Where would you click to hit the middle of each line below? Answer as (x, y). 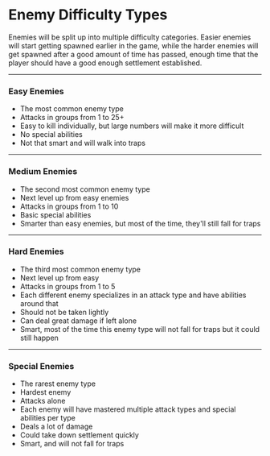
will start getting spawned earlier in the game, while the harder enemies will (133, 45)
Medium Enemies (43, 172)
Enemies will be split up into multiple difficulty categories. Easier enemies (130, 37)
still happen (39, 338)
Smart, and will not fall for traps (72, 444)
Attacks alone (43, 401)
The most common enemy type (72, 109)
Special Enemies (41, 366)
